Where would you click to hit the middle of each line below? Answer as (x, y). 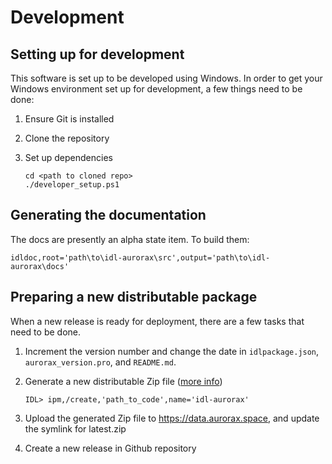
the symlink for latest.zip (75, 428)
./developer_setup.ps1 (72, 185)
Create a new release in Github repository (110, 448)
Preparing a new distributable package (134, 297)
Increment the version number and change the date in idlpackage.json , (172, 351)
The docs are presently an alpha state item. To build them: (130, 239)
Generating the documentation (108, 215)
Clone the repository (67, 138)
